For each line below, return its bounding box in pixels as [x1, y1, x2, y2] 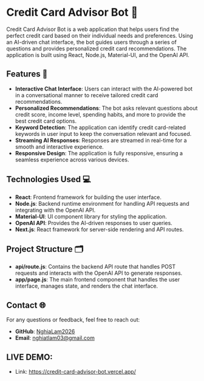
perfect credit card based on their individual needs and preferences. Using [6, 32, 193, 39]
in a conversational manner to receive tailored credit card [15, 91, 158, 99]
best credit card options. [15, 117, 77, 124]
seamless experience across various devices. [15, 156, 129, 163]
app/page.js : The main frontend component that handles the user [15, 276, 180, 283]
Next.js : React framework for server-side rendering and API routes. [15, 226, 184, 233]
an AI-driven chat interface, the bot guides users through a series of [6, 38, 177, 46]
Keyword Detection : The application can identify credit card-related [15, 124, 186, 131]
